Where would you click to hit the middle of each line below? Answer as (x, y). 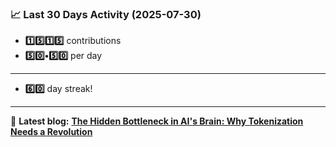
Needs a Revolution (51, 132)
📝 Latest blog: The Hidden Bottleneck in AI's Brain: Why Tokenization (157, 121)
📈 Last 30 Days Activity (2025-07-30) (106, 14)
